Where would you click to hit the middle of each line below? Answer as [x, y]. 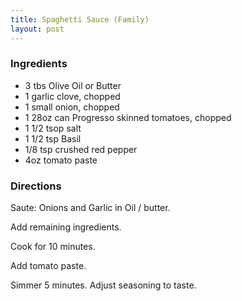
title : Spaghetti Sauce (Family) [80, 19]
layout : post [37, 29]
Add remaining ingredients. [66, 227]
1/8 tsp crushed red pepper [81, 149]
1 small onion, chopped [72, 107]
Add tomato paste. [48, 266]
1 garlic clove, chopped [72, 96]
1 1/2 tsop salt [53, 128]
